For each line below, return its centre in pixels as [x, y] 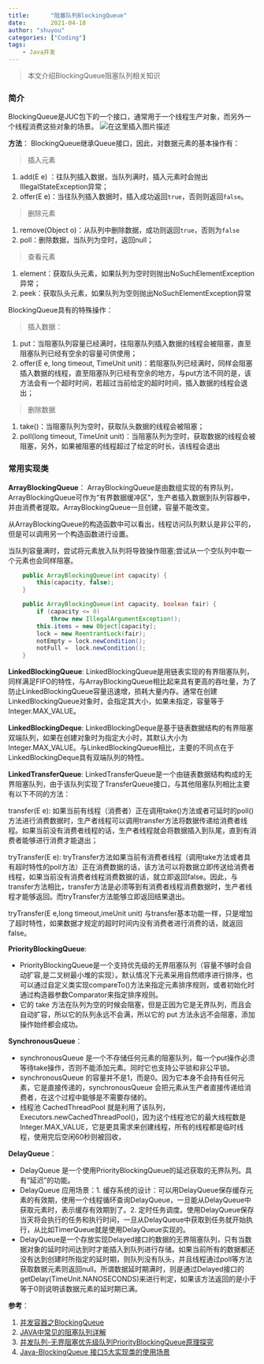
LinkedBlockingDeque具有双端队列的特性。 [78, 758]
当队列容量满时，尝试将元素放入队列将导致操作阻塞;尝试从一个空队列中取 [127, 550]
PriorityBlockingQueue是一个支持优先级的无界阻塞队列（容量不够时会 [132, 965]
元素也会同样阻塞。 [46, 560]
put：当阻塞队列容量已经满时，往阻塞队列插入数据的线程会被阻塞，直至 [136, 343]
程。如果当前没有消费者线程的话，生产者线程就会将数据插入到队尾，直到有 [129, 830]
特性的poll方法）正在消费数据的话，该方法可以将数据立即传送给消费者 [141, 867]
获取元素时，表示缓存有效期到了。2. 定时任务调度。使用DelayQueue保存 [137, 1210]
